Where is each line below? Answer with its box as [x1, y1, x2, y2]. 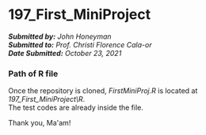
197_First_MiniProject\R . [8, 95, 86, 104]
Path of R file [8, 68, 59, 79]
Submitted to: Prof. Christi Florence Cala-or [8, 39, 152, 49]
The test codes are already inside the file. [8, 103, 144, 112]
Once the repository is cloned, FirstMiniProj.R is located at [8, 86, 198, 96]
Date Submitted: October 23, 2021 [8, 48, 122, 58]
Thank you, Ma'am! [8, 118, 71, 128]
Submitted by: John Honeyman [8, 32, 113, 41]
